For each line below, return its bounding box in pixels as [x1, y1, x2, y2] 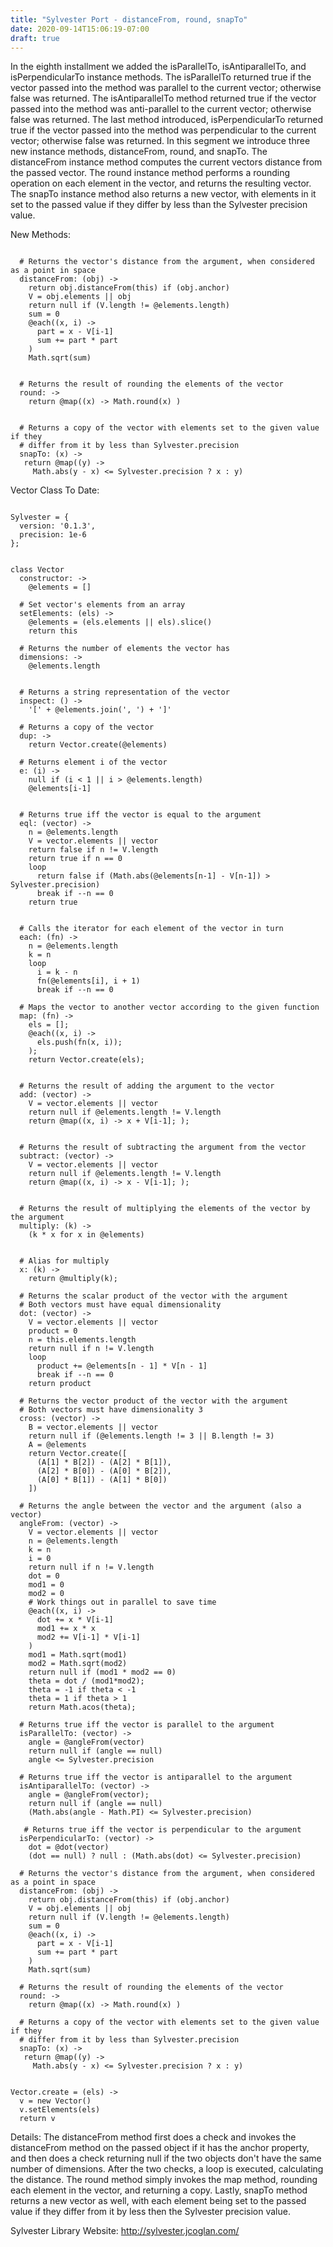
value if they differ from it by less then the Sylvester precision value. [10, 2206, 291, 2218]
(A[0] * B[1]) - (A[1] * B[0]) [36, 1475, 168, 1485]
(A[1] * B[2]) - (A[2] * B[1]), [36, 1457, 172, 1468]
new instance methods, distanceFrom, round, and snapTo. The [10, 146, 268, 158]
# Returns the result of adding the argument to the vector [19, 1081, 275, 1091]
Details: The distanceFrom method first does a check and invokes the [10, 2131, 297, 2143]
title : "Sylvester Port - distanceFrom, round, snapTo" [10, 14, 248, 25]
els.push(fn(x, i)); [36, 1037, 123, 1048]
